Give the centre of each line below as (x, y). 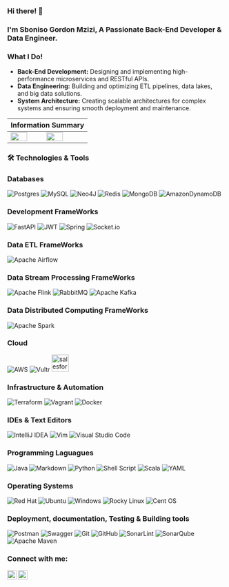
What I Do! (25, 56)
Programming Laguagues (51, 453)
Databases (26, 178)
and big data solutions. (50, 94)
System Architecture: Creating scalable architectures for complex (111, 101)
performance (36, 79)
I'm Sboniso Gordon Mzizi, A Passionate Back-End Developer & (114, 29)
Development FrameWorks (53, 212)
